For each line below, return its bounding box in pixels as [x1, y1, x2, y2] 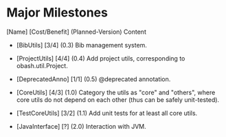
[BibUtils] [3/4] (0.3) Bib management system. [16, 41, 147, 49]
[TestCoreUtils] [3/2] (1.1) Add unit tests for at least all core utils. [16, 109, 198, 117]
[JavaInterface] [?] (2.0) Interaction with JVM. [16, 122, 147, 130]
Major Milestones [6, 5, 108, 21]
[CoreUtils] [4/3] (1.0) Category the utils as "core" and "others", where [16, 88, 216, 96]
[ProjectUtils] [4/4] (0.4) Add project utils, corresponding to [16, 54, 185, 63]
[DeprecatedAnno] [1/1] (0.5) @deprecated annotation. [16, 74, 171, 83]
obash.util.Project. [16, 61, 68, 70]
